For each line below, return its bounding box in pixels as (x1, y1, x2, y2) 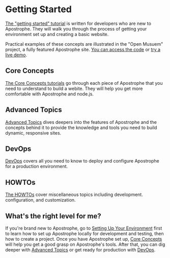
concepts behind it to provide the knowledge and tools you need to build (5, 124, 157, 131)
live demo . (5, 52, 27, 58)
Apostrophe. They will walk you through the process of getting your (5, 25, 147, 31)
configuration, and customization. (5, 197, 76, 203)
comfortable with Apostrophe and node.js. (5, 90, 94, 97)
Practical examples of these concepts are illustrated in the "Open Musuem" (5, 41, 163, 47)
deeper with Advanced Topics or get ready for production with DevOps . (5, 247, 156, 252)
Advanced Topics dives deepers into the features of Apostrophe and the (5, 119, 157, 125)
